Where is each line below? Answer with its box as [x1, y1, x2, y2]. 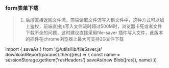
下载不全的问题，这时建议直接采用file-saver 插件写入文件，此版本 [25, 29, 163, 36]
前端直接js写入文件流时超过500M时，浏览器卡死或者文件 [43, 23, 162, 29]
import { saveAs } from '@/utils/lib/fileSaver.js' [5, 46, 103, 52]
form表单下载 [5, 4, 39, 11]
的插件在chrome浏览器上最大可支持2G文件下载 [25, 36, 124, 42]
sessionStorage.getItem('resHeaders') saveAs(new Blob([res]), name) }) [5, 57, 157, 63]
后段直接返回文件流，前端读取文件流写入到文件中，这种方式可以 [25, 17, 160, 23]
